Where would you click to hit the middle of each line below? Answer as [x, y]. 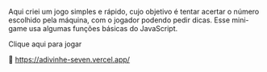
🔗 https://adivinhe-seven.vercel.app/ [69, 60]
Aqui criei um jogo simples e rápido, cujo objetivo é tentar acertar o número [134, 12]
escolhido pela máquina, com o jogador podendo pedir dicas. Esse [119, 20]
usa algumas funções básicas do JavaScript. [103, 28]
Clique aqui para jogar [45, 44]
